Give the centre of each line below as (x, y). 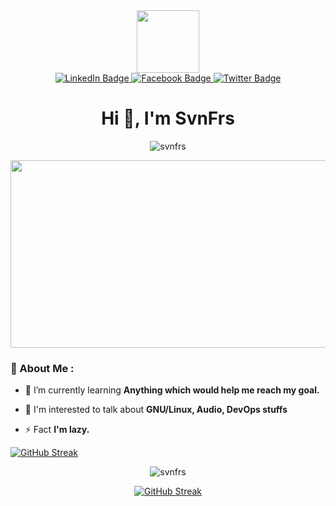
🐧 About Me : (42, 368)
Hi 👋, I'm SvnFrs (168, 118)
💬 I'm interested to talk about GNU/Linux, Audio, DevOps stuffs (156, 410)
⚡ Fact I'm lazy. (57, 430)
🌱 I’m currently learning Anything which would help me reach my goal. (172, 390)
